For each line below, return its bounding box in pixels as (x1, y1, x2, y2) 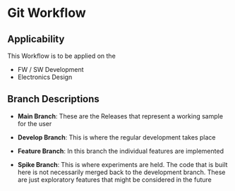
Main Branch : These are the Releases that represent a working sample (17, 111, 224, 121)
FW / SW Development (17, 66, 84, 73)
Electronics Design (17, 73, 73, 81)
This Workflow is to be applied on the (7, 51, 116, 60)
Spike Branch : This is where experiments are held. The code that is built (17, 160, 228, 168)
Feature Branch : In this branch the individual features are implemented (17, 147, 224, 155)
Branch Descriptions (7, 93, 100, 105)
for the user (17, 119, 52, 128)
